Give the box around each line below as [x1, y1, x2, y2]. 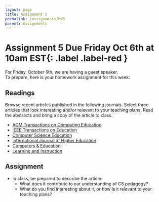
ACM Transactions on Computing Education [12, 122, 102, 127]
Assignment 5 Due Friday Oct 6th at [5, 42, 155, 53]
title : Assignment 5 [5, 12, 48, 17]
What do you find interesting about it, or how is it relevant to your [19, 186, 152, 192]
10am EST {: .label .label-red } [5, 53, 128, 64]
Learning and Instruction [12, 148, 63, 154]
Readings [5, 88, 35, 97]
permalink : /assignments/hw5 [5, 16, 65, 21]
